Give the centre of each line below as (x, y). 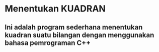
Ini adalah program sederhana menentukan (74, 27)
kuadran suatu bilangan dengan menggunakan (79, 35)
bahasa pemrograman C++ (48, 43)
